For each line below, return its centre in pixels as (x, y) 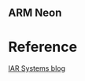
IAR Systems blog (37, 68)
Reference (42, 47)
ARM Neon (35, 13)
